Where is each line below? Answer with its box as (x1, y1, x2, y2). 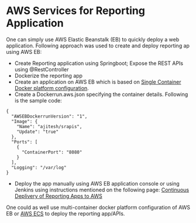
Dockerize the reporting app (14, 72, 83, 79)
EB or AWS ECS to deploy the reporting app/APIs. (6, 210, 125, 217)
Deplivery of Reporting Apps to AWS (14, 192, 102, 200)
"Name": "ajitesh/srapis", (16, 123, 82, 129)
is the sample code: (14, 97, 63, 104)
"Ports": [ (11, 139, 38, 145)
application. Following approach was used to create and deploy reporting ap (6, 42, 190, 49)
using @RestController (14, 66, 69, 73)
